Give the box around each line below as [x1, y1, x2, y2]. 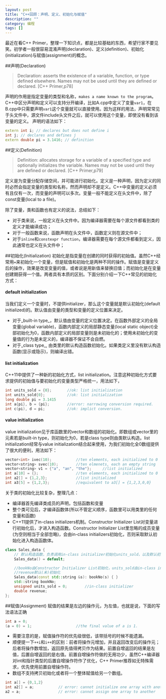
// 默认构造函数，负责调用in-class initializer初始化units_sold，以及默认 [14, 552, 157, 557]
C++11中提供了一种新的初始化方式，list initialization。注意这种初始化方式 [5, 372, 153, 378]
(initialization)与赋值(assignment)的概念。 [5, 53, 90, 58]
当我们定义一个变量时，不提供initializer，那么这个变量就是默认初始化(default [5, 300, 161, 306]
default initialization [5, 289, 47, 295]
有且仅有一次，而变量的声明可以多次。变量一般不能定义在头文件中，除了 [5, 190, 152, 196]
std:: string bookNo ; [14, 580, 56, 584]
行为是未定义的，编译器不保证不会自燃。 [25, 336, 108, 342]
